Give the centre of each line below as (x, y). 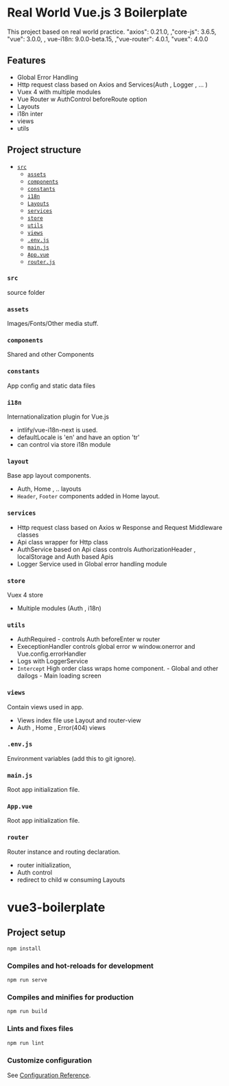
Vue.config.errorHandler (52, 654)
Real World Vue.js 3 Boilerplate (97, 13)
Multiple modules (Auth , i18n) (59, 608)
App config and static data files (51, 386)
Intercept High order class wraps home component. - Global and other (118, 669)
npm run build (27, 1012)
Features (26, 61)
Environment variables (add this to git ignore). (72, 758)
